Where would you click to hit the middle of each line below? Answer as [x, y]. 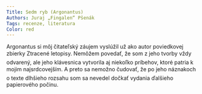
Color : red [20, 29]
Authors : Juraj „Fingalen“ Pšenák [51, 18]
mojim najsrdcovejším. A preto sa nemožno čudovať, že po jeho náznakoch [101, 69]
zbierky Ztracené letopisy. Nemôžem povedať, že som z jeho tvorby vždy [99, 53]
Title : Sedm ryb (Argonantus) [45, 12]
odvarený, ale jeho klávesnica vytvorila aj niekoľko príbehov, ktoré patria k [100, 63]
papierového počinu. [33, 85]
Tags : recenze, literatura [41, 23]
